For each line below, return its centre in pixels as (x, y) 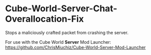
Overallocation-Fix (44, 19)
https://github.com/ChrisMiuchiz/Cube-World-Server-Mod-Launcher (75, 47)
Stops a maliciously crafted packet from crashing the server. (67, 32)
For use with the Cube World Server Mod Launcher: (58, 42)
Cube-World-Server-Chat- (61, 9)
